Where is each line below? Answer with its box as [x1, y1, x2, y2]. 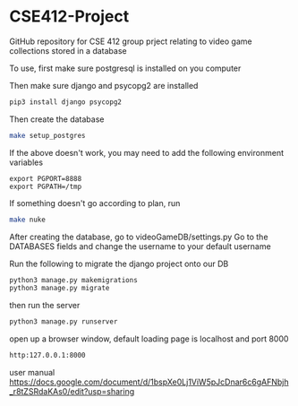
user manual [9, 367, 55, 378]
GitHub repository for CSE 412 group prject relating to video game [9, 36, 252, 47]
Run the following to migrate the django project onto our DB [9, 258, 229, 269]
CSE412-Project [9, 6, 130, 27]
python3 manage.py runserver [9, 317, 118, 326]
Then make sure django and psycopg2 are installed [9, 80, 199, 91]
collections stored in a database [9, 45, 127, 56]
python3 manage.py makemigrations [9, 275, 139, 284]
